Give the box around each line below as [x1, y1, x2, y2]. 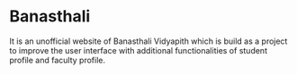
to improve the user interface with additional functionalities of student [9, 45, 268, 55]
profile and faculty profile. [9, 54, 106, 65]
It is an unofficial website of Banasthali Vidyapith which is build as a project [9, 36, 288, 46]
